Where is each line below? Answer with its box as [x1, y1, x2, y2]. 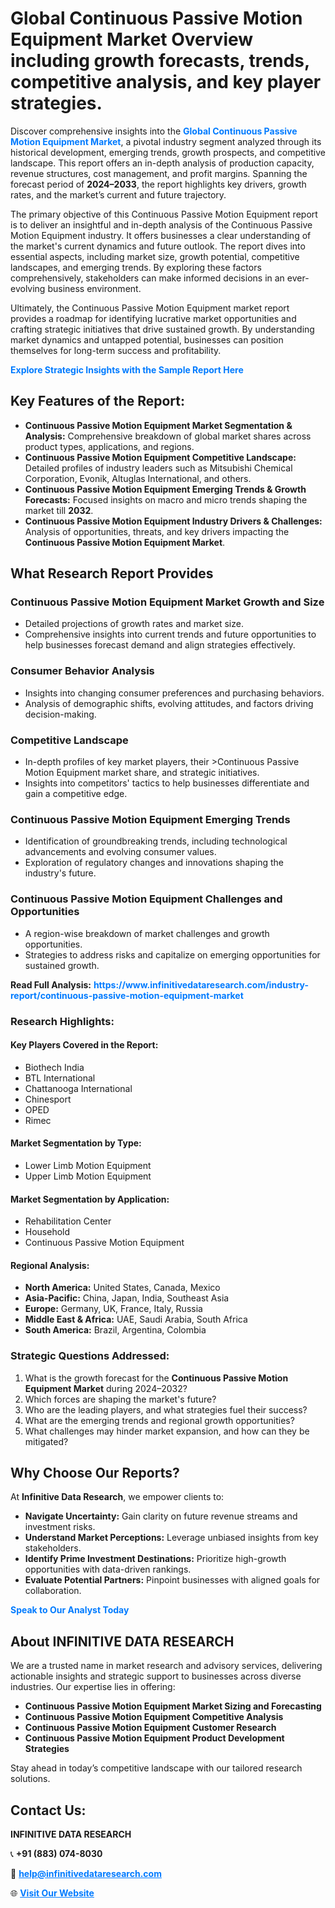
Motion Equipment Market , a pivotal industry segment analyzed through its [10, 135, 322, 147]
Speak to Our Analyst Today [10, 1604, 130, 1616]
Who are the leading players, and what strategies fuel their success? [24, 1403, 308, 1416]
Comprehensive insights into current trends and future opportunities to [24, 628, 317, 641]
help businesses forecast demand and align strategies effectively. [24, 639, 296, 651]
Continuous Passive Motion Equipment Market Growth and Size [10, 595, 325, 609]
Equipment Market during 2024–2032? [24, 1382, 188, 1394]
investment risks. [24, 1521, 96, 1533]
